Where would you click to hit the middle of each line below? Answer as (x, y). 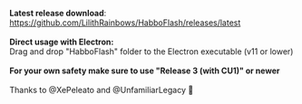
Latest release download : (58, 13)
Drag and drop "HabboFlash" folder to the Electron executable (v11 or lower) (151, 52)
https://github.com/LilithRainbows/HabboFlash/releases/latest (125, 23)
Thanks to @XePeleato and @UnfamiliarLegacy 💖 (102, 90)
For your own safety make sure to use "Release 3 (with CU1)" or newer (145, 71)
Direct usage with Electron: (62, 42)
